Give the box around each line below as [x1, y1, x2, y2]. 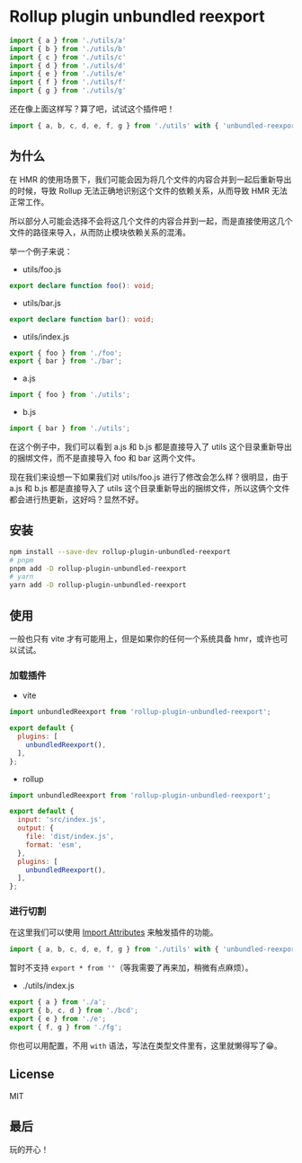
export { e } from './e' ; [9, 1015, 106, 1024]
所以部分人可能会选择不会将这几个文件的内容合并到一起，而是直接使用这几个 [9, 216, 293, 226]
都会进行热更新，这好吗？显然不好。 [9, 494, 144, 505]
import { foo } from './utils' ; [9, 391, 130, 400]
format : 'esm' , [25, 840, 83, 850]
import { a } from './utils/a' [9, 36, 127, 45]
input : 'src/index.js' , [17, 815, 106, 824]
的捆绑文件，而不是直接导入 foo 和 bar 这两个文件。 [9, 453, 200, 463]
